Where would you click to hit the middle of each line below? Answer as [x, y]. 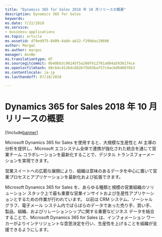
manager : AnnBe [20, 54]
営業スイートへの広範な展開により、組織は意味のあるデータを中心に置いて [79, 171]
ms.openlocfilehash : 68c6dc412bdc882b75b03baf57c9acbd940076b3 [70, 68]
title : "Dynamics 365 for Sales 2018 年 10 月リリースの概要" [66, 9]
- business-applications [30, 32]
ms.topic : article [23, 37]
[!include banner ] [22, 132]
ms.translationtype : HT [29, 59]
